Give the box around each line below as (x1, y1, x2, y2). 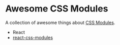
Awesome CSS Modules (5, 3, 108, 14)
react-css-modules (12, 34, 53, 40)
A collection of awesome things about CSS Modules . (5, 19, 115, 25)
